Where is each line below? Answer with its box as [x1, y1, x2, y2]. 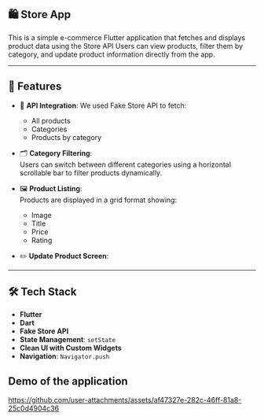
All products [31, 116, 71, 125]
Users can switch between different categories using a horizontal [19, 160, 232, 169]
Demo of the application [8, 374, 128, 388]
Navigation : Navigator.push [19, 352, 110, 361]
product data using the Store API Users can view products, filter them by [8, 41, 244, 50]
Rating [31, 235, 53, 245]
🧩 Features [8, 79, 62, 94]
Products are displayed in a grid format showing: [19, 195, 178, 204]
